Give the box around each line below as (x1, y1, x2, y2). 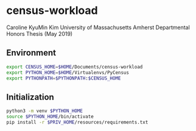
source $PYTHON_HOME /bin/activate (6, 113, 94, 120)
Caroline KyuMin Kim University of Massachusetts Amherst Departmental (6, 24, 190, 31)
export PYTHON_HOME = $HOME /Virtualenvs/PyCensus (6, 69, 130, 76)
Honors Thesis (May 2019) (6, 30, 73, 37)
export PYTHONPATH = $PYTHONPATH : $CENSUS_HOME (6, 75, 121, 81)
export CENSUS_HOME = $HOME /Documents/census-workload (6, 64, 143, 70)
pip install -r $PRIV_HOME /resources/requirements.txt (6, 119, 149, 125)
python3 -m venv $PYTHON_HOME (6, 108, 83, 114)
